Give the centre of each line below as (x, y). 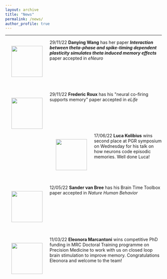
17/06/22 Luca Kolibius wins (124, 136)
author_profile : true (28, 24)
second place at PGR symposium (128, 141)
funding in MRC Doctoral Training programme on (99, 245)
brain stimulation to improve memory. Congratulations (105, 255)
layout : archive (22, 10)
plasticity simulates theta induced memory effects (103, 53)
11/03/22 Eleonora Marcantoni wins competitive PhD (104, 240)
